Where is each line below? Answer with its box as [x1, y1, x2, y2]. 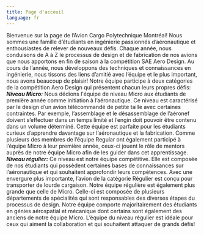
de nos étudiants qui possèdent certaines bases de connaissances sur [6, 162, 184, 169]
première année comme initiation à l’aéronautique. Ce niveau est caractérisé [6, 96, 198, 104]
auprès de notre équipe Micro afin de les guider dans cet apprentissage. [6, 148, 188, 156]
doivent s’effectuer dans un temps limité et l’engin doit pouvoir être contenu [6, 116, 197, 123]
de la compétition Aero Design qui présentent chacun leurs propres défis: [6, 83, 191, 91]
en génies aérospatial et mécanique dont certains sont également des [6, 207, 182, 214]
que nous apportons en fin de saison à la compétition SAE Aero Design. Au [6, 58, 194, 65]
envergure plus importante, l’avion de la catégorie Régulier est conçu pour [6, 175, 193, 182]
